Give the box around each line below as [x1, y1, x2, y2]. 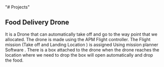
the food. [5, 57, 24, 63]
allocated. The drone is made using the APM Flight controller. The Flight [5, 36, 151, 42]
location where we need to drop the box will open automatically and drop [5, 52, 154, 58]
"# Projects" [5, 4, 30, 10]
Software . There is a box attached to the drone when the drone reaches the [5, 46, 160, 53]
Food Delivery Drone [5, 18, 69, 26]
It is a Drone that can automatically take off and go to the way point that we [5, 31, 158, 37]
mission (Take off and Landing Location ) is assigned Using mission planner [5, 42, 159, 47]
